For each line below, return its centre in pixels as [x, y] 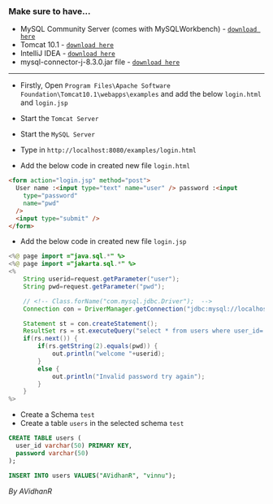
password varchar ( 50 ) [52, 453]
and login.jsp [44, 102]
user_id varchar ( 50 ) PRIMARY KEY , [74, 446]
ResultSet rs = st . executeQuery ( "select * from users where [127, 331]
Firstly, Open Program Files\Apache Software [95, 85]
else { [49, 369]
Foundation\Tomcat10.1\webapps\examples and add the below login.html [141, 94]
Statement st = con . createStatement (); [91, 324]
